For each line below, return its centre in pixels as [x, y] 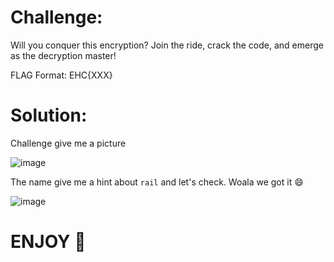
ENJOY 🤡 [48, 242]
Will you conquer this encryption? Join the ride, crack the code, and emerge [167, 45]
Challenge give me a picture [68, 143]
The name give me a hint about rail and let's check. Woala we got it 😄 [157, 182]
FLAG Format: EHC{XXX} [61, 75]
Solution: [49, 115]
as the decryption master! [63, 55]
